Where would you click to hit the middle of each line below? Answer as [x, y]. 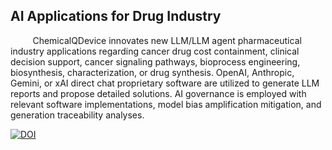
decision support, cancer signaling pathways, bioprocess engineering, [155, 61]
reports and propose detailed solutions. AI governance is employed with [158, 93]
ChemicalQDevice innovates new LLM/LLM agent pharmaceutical [167, 40]
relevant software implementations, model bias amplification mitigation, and [166, 104]
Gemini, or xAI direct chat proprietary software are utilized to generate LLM [165, 83]
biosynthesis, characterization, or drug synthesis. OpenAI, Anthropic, [152, 72]
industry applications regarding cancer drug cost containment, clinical [155, 51]
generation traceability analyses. [77, 115]
